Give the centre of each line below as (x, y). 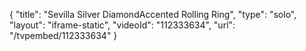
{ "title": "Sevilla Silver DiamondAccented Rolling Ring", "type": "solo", (153, 14)
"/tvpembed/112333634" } (63, 35)
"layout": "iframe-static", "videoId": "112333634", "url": (122, 25)
